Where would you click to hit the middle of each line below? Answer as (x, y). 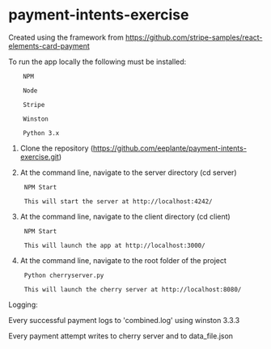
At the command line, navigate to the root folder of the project (123, 260)
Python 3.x (41, 133)
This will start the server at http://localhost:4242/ (118, 201)
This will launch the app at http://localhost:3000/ (114, 245)
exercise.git (39, 156)
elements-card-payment (49, 45)
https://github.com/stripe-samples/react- (194, 37)
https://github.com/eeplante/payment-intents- (169, 148)
